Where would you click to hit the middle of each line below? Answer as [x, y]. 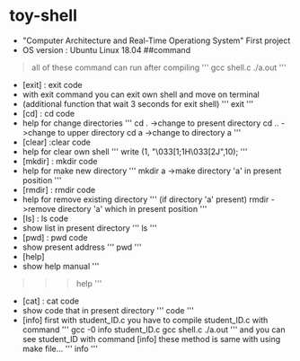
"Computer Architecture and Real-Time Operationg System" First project [156, 40]
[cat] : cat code [50, 301]
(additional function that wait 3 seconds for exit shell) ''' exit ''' [138, 103]
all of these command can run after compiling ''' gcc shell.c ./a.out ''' [159, 67]
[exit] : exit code [52, 84]
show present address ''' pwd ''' [82, 247]
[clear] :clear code [57, 142]
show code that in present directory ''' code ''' [108, 310]
